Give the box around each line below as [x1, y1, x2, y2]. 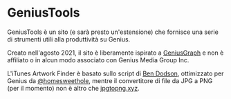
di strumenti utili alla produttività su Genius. [7, 35, 131, 43]
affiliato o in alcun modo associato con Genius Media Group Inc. [7, 55, 190, 64]
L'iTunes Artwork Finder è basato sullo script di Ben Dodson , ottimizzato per [7, 69, 224, 78]
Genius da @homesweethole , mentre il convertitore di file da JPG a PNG [7, 76, 213, 84]
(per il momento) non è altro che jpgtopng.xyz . [7, 84, 140, 92]
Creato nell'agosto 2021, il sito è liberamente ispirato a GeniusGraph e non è [7, 48, 224, 57]
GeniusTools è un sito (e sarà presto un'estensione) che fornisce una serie [7, 28, 219, 36]
